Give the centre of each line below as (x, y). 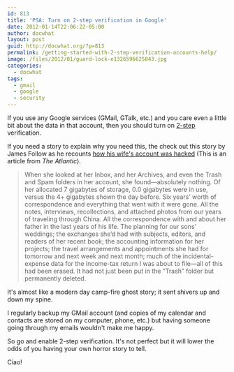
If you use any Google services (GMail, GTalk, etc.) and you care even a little (117, 118)
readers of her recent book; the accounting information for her (114, 241)
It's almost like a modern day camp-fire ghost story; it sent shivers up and (114, 292)
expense (37, 263)
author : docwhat (31, 33)
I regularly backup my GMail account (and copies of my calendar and (107, 313)
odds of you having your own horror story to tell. (77, 349)
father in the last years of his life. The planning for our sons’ (110, 226)
